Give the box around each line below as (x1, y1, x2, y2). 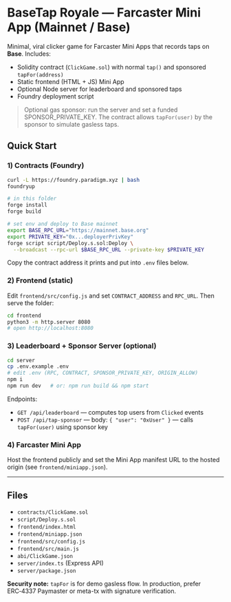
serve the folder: (7, 298, 54, 307)
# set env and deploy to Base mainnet (7, 220, 118, 227)
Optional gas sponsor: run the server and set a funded (23, 105, 178, 114)
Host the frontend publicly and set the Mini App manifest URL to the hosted (7, 456, 220, 464)
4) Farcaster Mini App (7, 439, 81, 449)
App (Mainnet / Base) (7, 19, 131, 35)
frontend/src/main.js (16, 546, 79, 552)
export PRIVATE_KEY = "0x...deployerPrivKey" (7, 233, 134, 240)
